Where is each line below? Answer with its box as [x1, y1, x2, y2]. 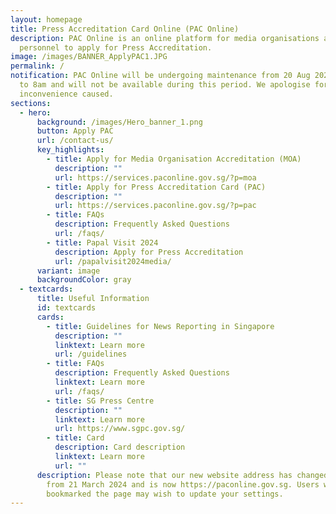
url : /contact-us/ [36, 136, 114, 146]
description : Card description [54, 442, 186, 453]
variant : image [36, 266, 101, 276]
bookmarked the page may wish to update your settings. [46, 489, 284, 499]
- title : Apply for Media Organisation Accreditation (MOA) [46, 154, 302, 164]
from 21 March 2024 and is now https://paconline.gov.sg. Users [46, 479, 320, 490]
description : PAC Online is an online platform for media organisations [10, 33, 320, 43]
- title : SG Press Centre [46, 396, 155, 406]
